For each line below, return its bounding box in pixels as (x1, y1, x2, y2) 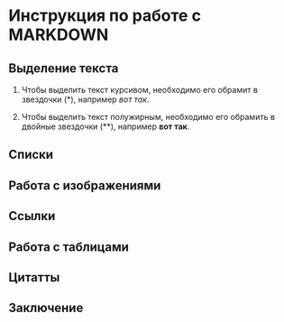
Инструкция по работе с (8, 5, 202, 26)
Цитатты (8, 270, 60, 285)
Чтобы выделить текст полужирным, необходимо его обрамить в (21, 112, 276, 122)
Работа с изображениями (8, 178, 161, 193)
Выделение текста (8, 60, 119, 76)
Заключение (8, 300, 84, 316)
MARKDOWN (8, 24, 109, 45)
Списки (8, 147, 54, 162)
